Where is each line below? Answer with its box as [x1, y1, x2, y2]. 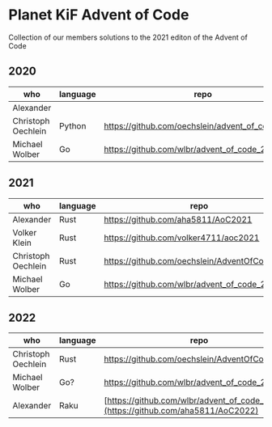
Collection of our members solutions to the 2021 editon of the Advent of [8, 32, 249, 42]
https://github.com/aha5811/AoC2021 [104, 213, 253, 225]
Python [59, 120, 87, 131]
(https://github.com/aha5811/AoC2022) [104, 405, 259, 416]
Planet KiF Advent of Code [8, 6, 189, 24]
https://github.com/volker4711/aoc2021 [104, 232, 260, 243]
